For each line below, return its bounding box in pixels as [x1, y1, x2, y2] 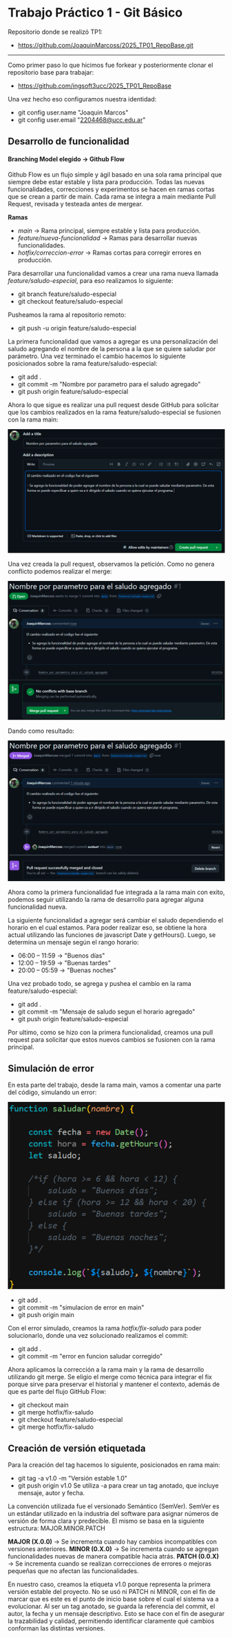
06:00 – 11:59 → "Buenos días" [17, 951, 105, 960]
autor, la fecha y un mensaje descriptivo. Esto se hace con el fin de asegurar [8, 1610, 225, 1618]
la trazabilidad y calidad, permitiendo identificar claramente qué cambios [8, 1617, 215, 1626]
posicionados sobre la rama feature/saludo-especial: [8, 359, 158, 367]
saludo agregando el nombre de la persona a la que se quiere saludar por [8, 344, 216, 353]
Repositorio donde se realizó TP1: [8, 28, 103, 36]
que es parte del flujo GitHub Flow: [8, 1387, 107, 1395]
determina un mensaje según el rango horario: [8, 938, 139, 946]
